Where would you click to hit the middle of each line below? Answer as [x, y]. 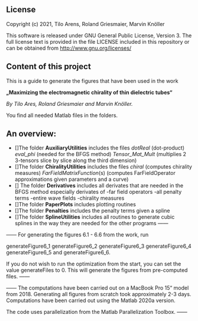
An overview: [31, 134]
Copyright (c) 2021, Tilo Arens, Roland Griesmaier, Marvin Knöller [85, 24]
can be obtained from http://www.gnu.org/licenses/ [69, 48]
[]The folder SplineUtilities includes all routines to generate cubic [95, 217]
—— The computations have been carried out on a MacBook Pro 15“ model [98, 288]
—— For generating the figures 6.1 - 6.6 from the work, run [77, 235]
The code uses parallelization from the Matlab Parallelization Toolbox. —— [97, 312]
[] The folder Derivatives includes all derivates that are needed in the [99, 186]
